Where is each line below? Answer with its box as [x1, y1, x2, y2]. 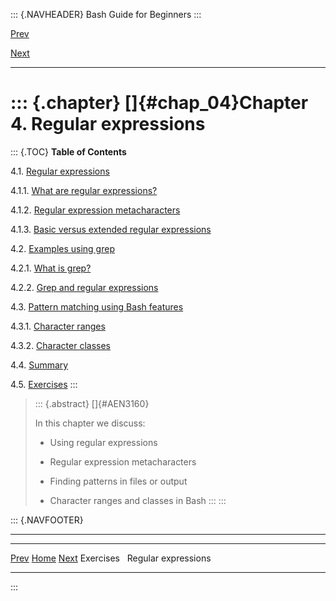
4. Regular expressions [10, 113, 206, 136]
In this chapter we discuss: [34, 417, 146, 429]
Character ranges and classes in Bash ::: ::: [49, 494, 227, 506]
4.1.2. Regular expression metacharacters [10, 204, 181, 216]
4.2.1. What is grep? [10, 262, 92, 274]
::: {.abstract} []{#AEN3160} [34, 397, 150, 409]
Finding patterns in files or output [49, 475, 188, 487]
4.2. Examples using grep [10, 242, 115, 254]
